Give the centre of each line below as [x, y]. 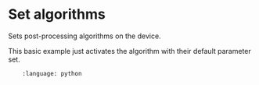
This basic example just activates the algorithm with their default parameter [130, 51]
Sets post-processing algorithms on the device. [85, 36]
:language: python [52, 73]
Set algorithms [57, 14]
